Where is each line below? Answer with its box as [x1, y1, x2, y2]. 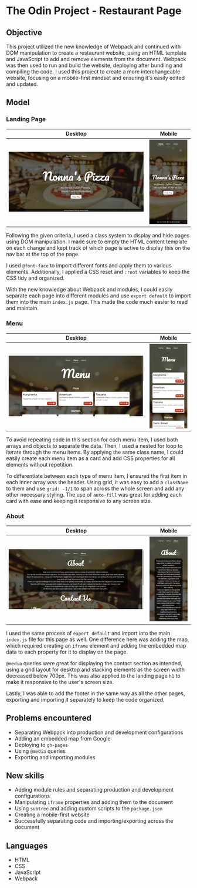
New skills [6, 770, 45, 780]
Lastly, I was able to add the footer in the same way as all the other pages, [6, 689, 185, 697]
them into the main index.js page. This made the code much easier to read [6, 299, 188, 306]
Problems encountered [6, 713, 92, 723]
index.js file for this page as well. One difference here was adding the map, [6, 636, 189, 643]
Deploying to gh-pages [14, 741, 69, 748]
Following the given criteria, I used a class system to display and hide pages [6, 232, 190, 239]
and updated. [6, 81, 39, 88]
